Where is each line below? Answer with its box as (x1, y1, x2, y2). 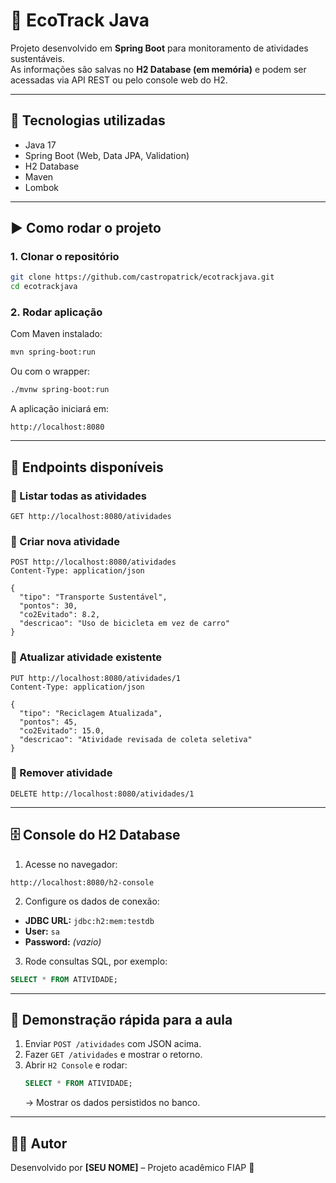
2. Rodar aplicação (10, 305, 103, 319)
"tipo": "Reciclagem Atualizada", (19, 708, 163, 718)
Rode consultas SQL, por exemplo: (24, 955, 168, 967)
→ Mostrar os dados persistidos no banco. (24, 1097, 201, 1109)
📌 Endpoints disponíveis (10, 459, 164, 476)
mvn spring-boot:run (10, 347, 97, 358)
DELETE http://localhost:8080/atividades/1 (10, 789, 195, 799)
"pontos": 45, (19, 717, 78, 727)
